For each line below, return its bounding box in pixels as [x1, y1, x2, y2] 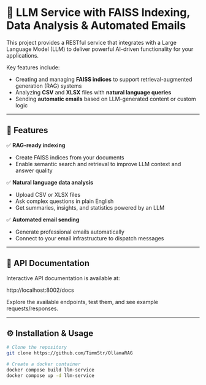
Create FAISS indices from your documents [15, 153, 124, 161]
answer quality [15, 167, 53, 174]
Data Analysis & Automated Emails [6, 18, 186, 32]
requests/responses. [6, 305, 59, 312]
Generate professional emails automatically [15, 228, 124, 235]
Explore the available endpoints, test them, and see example [6, 298, 158, 305]
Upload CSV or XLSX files [15, 191, 81, 198]
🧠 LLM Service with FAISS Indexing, [6, 6, 190, 20]
